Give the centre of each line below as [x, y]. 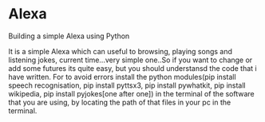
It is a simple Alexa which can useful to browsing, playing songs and [121, 51]
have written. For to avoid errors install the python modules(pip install [123, 77]
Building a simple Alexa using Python [69, 36]
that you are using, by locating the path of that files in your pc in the [120, 102]
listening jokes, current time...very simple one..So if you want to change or [131, 60]
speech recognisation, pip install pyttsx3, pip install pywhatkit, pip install [127, 85]
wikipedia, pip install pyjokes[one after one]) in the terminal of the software [132, 93]
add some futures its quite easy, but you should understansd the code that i [132, 68]
